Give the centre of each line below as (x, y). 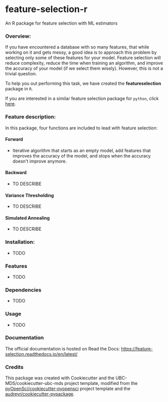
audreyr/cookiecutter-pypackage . (40, 394)
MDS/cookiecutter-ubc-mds (34, 383)
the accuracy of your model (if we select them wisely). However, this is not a (84, 68)
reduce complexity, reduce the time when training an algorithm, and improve (84, 63)
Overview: (18, 36)
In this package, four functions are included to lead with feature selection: (81, 128)
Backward (16, 173)
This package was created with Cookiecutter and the (60, 378)
